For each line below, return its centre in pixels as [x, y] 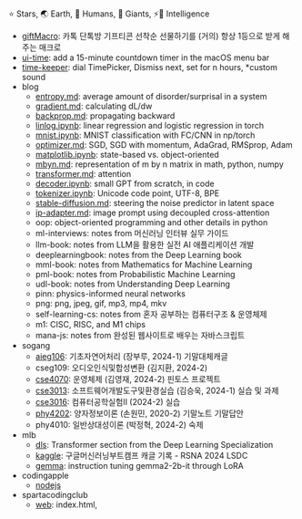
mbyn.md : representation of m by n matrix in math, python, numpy [159, 164]
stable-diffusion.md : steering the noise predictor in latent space [155, 203]
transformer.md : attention [83, 174]
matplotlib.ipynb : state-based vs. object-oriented [127, 155]
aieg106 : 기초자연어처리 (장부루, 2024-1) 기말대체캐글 [131, 356]
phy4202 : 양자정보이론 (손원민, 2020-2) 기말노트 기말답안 [140, 413]
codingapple [45, 475]
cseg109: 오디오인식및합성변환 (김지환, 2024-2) [121, 368]
